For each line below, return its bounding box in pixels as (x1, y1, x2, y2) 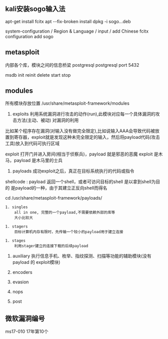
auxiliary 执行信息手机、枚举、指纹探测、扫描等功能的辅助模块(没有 (12, 253, 152, 259)
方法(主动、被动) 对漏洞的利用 (17, 117, 79, 123)
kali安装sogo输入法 (5, 5, 66, 14)
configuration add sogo (5, 33, 54, 39)
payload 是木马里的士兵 (14, 157, 63, 163)
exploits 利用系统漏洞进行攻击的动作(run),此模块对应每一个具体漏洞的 (12, 111, 155, 117)
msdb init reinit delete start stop (5, 72, 71, 78)
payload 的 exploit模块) (12, 259, 61, 265)
